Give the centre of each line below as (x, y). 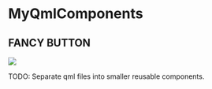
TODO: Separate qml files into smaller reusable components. (106, 76)
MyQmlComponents (76, 14)
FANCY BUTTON (49, 43)
